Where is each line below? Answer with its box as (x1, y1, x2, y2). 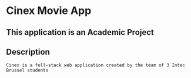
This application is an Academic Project (6, 27, 154, 37)
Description (6, 47, 50, 56)
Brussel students (6, 68, 49, 73)
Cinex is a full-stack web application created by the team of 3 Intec (6, 62, 185, 68)
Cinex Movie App (6, 4, 92, 17)
